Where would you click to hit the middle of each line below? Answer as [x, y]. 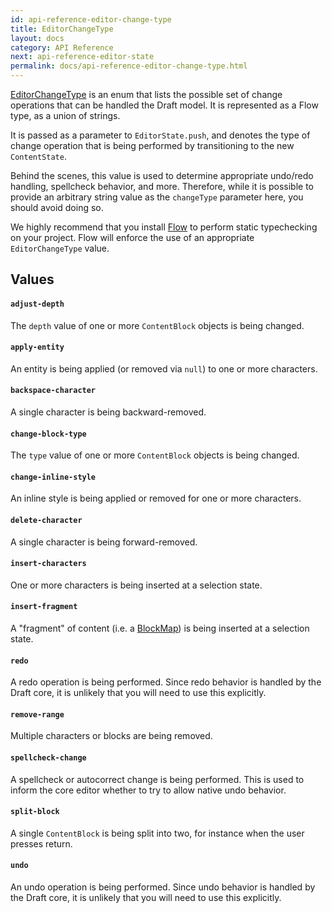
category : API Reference [62, 47]
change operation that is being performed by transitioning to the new [152, 145]
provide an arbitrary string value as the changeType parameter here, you [157, 197]
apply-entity [37, 347]
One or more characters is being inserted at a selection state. [136, 585]
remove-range [37, 714]
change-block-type [48, 434]
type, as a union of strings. [65, 115]
